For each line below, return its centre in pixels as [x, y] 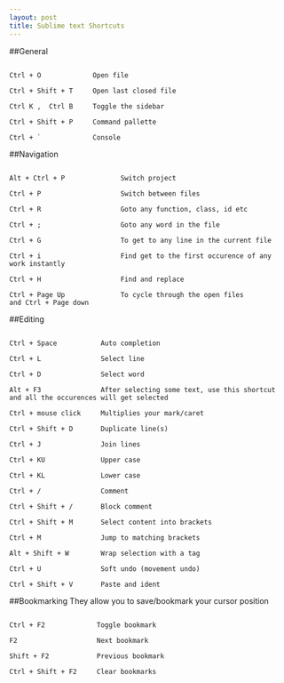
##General [29, 51]
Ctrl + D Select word [77, 374]
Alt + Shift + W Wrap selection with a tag [105, 553]
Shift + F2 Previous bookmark [87, 656]
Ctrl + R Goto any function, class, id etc [129, 209]
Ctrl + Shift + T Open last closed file [93, 91]
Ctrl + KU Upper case [75, 460]
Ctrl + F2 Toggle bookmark [83, 625]
